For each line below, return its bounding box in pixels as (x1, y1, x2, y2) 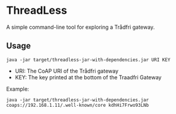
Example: (6, 85, 29, 92)
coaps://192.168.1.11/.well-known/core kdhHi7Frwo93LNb (6, 102, 149, 108)
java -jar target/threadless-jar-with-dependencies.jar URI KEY (6, 56, 171, 63)
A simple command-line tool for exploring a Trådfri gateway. (6, 23, 155, 31)
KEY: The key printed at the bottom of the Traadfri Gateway (14, 73, 162, 81)
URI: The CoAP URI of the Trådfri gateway (14, 67, 119, 74)
